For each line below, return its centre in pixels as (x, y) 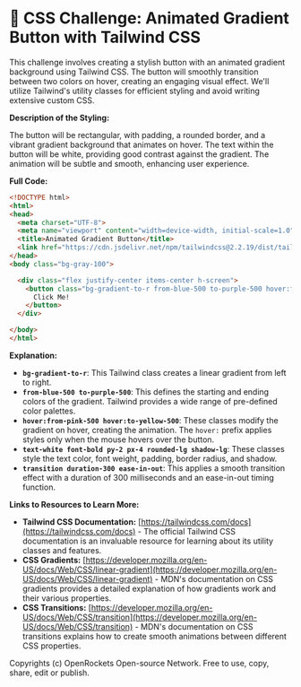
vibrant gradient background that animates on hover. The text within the (142, 144)
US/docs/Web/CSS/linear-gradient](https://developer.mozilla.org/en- (150, 570)
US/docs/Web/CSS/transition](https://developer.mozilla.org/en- (140, 617)
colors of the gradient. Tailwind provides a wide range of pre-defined (150, 401)
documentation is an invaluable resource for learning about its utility (148, 541)
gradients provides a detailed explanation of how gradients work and (149, 588)
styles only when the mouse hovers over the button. (118, 439)
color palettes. (49, 411)
